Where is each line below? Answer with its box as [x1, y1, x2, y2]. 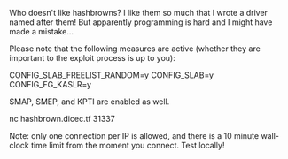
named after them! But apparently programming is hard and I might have [9, 17, 273, 27]
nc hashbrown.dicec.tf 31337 [9, 114, 115, 124]
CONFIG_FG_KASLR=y [9, 79, 91, 89]
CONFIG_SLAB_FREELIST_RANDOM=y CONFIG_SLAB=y [9, 70, 214, 80]
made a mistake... [9, 26, 74, 36]
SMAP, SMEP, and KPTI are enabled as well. [9, 96, 170, 107]
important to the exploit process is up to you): [9, 53, 175, 63]
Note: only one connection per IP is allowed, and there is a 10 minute [9, 131, 260, 140]
